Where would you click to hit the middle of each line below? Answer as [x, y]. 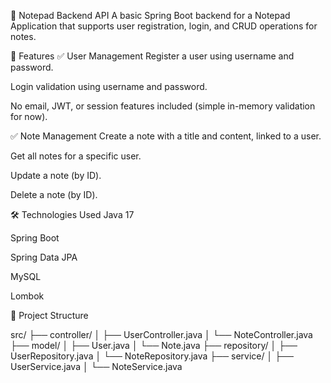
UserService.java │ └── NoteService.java [96, 366]
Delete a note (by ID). [54, 194]
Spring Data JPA [44, 257]
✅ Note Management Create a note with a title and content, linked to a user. [166, 136]
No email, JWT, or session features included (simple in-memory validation [163, 106]
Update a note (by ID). [56, 175]
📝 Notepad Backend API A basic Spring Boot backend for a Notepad [150, 15]
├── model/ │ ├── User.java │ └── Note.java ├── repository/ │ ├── [154, 345]
